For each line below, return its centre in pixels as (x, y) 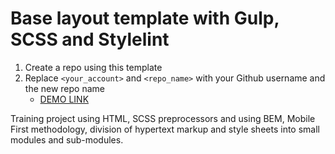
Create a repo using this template (93, 67)
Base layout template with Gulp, (145, 18)
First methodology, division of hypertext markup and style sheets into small (165, 129)
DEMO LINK (64, 99)
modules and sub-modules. (67, 139)
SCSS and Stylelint (90, 39)
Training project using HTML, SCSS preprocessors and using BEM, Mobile (163, 118)
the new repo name (64, 88)
